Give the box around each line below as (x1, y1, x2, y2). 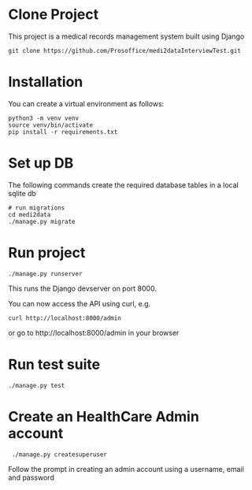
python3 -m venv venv (8, 114, 80, 122)
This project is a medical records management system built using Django (8, 32, 245, 41)
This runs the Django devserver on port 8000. (8, 284, 157, 293)
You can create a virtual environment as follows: (8, 98, 165, 108)
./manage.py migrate (8, 217, 76, 225)
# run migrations (8, 203, 65, 212)
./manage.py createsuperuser (11, 451, 108, 458)
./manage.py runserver (8, 269, 83, 277)
